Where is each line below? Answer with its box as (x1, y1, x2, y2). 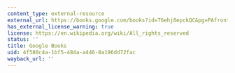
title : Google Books (7, 42, 68, 49)
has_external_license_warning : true (7, 23, 114, 30)
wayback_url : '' (7, 56, 55, 63)
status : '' (7, 36, 39, 43)
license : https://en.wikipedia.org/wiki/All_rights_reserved (7, 29, 190, 37)
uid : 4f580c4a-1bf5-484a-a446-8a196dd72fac (7, 49, 136, 56)
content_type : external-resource (7, 10, 105, 17)
